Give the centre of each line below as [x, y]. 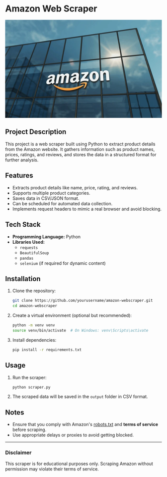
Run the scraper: [29, 377]
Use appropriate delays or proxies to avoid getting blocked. [73, 435]
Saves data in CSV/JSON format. [46, 198]
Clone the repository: [34, 291]
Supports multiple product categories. [51, 193]
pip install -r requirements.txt [47, 350]
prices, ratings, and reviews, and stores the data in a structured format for [81, 154]
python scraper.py [31, 387]
